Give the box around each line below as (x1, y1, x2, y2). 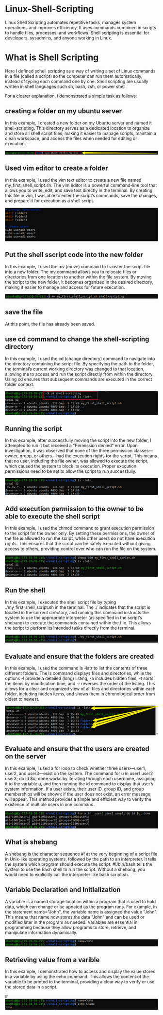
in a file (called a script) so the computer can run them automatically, (5, 73, 143, 79)
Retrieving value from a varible (5, 956, 100, 964)
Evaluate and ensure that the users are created (5, 745, 149, 753)
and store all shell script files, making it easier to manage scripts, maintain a (5, 130, 157, 136)
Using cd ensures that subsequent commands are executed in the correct (5, 376, 152, 382)
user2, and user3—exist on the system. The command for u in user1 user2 (5, 770, 153, 776)
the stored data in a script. (5, 984, 58, 990)
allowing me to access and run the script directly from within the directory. (5, 371, 154, 377)
